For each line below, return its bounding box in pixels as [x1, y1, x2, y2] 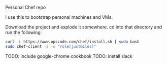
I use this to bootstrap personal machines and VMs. [5, 14, 113, 20]
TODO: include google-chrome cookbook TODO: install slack [5, 53, 133, 59]
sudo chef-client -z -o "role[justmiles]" [5, 44, 96, 49]
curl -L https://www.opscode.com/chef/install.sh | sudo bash [5, 39, 140, 44]
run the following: [5, 29, 42, 35]
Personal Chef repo [5, 5, 46, 10]
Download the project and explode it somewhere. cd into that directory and [5, 24, 162, 30]
